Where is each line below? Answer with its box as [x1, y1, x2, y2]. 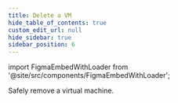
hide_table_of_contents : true [8, 19, 107, 27]
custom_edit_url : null [8, 26, 82, 34]
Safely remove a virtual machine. [8, 86, 114, 95]
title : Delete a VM [8, 11, 72, 20]
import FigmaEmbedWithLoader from [8, 62, 129, 72]
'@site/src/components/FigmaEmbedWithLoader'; [8, 71, 170, 80]
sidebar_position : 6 [8, 41, 76, 49]
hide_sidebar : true [8, 33, 72, 42]
